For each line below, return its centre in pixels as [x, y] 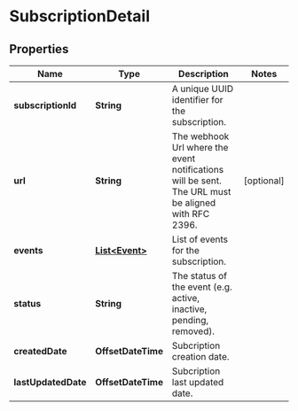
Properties [39, 49]
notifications [198, 170]
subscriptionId [45, 105]
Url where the [200, 147]
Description [204, 74]
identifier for [197, 100]
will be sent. [196, 181]
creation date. [200, 357]
